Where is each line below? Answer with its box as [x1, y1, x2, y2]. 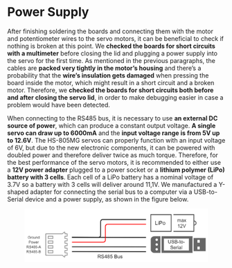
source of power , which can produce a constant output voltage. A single [7, 121, 216, 129]
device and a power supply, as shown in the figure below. [25, 195, 189, 203]
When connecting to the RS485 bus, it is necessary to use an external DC [7, 114, 218, 122]
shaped [7, 188, 29, 196]
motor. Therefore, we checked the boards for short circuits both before [7, 86, 214, 94]
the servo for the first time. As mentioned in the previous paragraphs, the [7, 56, 216, 64]
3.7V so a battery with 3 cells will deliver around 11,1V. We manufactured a [7, 180, 217, 188]
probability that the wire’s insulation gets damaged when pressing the [7, 71, 209, 80]
